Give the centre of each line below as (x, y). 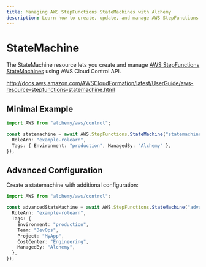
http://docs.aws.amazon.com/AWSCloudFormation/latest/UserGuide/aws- (100, 83)
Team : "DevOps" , (38, 230)
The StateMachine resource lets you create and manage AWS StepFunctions (103, 65)
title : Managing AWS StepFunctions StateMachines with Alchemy (89, 12)
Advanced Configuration (55, 171)
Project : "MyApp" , (41, 236)
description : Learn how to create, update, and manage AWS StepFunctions (103, 18)
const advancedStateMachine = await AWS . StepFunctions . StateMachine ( (97, 208)
